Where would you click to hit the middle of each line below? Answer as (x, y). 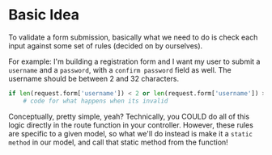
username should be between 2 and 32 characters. (94, 78)
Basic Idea (44, 15)
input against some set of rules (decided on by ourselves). (106, 45)
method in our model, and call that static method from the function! (118, 142)
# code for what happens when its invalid (96, 101)
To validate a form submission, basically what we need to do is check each (133, 37)
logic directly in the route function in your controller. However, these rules (131, 125)
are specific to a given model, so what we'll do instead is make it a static (131, 133)
